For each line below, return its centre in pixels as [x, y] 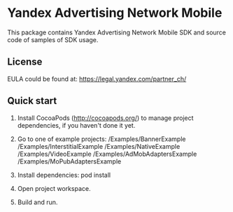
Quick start [32, 101]
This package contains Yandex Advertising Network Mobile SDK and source [116, 32]
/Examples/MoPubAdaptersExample [69, 161]
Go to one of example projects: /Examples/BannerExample [101, 139]
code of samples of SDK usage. [53, 39]
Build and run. [37, 202]
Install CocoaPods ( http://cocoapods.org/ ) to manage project [105, 118]
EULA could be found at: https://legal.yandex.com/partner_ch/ [97, 79]
